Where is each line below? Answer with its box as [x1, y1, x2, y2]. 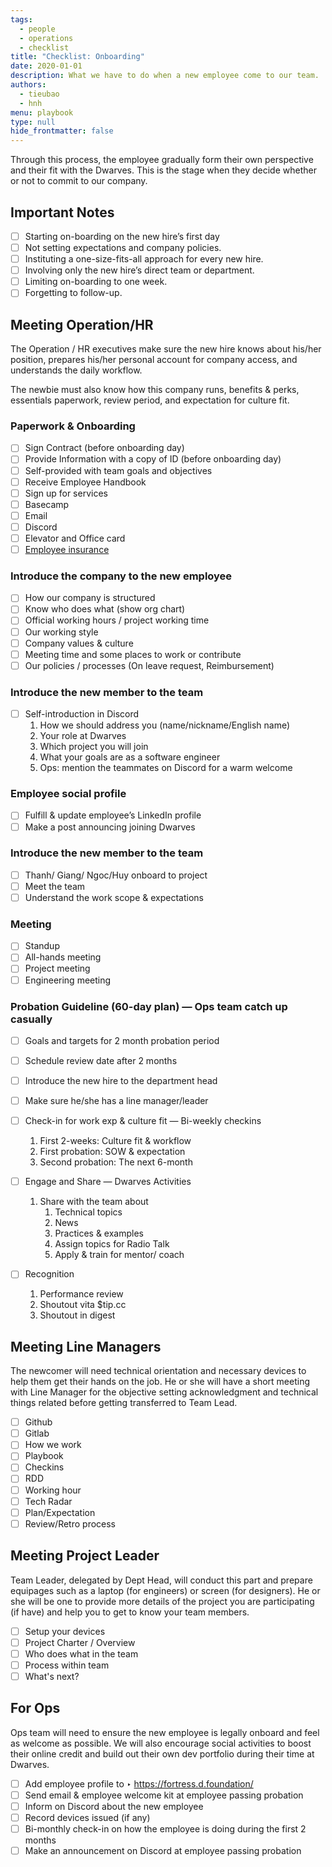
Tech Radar [24, 1495, 73, 1507]
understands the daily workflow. [10, 364, 143, 376]
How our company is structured [24, 592, 156, 604]
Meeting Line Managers [10, 1338, 162, 1355]
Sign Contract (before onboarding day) [24, 442, 185, 454]
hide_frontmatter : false [10, 126, 114, 136]
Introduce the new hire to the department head [24, 1075, 218, 1087]
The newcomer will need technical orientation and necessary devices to [10, 1365, 307, 1377]
